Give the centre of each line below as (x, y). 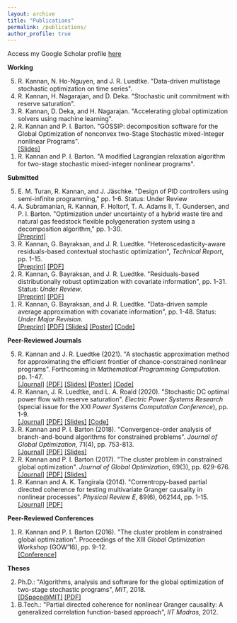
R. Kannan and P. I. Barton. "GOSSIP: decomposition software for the (118, 126)
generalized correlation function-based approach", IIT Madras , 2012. (118, 612)
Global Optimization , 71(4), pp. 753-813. (76, 445)
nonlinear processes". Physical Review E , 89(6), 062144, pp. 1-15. (113, 497)
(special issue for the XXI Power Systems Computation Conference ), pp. (123, 407)
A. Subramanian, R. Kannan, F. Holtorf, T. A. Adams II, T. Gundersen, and (123, 207)
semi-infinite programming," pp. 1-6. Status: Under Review (102, 199)
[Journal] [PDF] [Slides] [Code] (63, 422)
